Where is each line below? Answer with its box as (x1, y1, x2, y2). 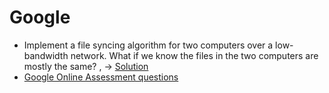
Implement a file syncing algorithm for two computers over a (23, 39, 274, 51)
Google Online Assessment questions (23, 71, 179, 83)
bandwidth (23, 49, 69, 61)
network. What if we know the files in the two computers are (70, 49, 319, 61)
